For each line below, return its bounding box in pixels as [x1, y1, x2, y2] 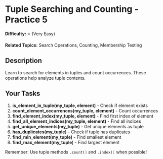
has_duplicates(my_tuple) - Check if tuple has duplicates [12, 129, 130, 135]
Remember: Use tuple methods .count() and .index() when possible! [5, 149, 147, 155]
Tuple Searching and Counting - [5, 3, 139, 15]
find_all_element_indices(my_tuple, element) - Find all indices [12, 118, 141, 124]
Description [5, 56, 42, 65]
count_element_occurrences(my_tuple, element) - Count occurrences [12, 107, 158, 113]
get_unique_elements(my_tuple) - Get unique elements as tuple [12, 123, 144, 129]
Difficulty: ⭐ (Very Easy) [5, 31, 55, 37]
